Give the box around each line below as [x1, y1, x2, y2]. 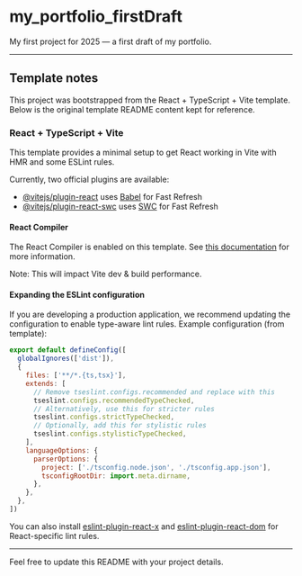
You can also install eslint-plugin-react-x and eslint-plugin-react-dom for [9, 520, 279, 532]
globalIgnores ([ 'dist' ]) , [17, 354, 115, 364]
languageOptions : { [25, 445, 99, 455]
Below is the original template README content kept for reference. [9, 103, 255, 114]
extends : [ [25, 379, 67, 388]
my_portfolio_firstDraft [9, 6, 182, 27]
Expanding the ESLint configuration [9, 289, 146, 300]
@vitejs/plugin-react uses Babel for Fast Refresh [22, 192, 203, 202]
